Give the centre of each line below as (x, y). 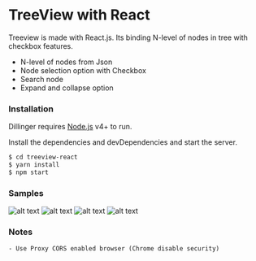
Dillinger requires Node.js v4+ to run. (70, 127)
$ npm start (28, 172)
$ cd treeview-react (43, 157)
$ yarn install (34, 165)
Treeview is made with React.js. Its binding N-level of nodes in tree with (128, 37)
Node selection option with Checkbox (83, 70)
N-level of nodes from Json (66, 62)
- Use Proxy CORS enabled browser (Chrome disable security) (114, 249)
